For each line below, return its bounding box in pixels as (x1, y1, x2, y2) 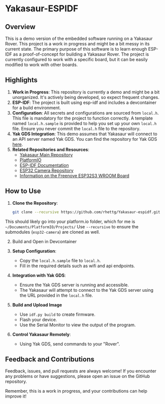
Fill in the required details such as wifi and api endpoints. (19, 263, 135, 269)
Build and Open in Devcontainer (12, 238, 77, 244)
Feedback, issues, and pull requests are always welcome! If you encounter (5, 368, 157, 374)
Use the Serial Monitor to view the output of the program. (19, 322, 136, 328)
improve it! (5, 393, 27, 399)
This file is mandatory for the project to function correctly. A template (12, 115, 153, 121)
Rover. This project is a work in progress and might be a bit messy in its (5, 41, 150, 47)
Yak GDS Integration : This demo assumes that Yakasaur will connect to (12, 131, 158, 137)
